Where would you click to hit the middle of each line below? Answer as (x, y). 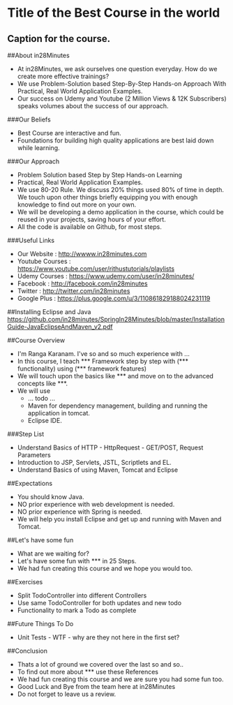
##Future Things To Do (40, 624)
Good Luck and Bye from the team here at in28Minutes (96, 687)
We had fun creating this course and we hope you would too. (105, 568)
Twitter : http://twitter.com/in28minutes (74, 291)
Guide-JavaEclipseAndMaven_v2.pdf (60, 327)
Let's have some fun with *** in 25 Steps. (77, 561)
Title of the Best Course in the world (114, 13)
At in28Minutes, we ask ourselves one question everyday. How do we (117, 69)
